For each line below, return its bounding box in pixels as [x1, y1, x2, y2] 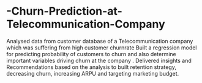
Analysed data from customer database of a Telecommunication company [6, 37, 193, 45]
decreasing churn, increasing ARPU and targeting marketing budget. [6, 70, 179, 77]
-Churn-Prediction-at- [6, 4, 122, 18]
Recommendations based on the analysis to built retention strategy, [6, 63, 176, 71]
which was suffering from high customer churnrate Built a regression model [6, 44, 197, 51]
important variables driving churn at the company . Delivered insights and [6, 57, 192, 64]
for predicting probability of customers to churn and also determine [6, 50, 176, 57]
